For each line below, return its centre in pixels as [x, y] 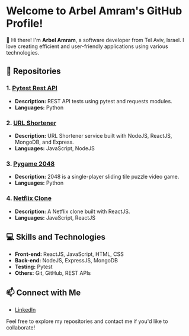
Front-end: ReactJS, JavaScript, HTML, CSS [69, 254]
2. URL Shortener [31, 123]
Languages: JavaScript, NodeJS [55, 148]
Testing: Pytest [33, 267]
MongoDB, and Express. [44, 142]
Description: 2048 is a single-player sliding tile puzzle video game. [97, 177]
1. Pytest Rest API [32, 88]
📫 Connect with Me [44, 292]
